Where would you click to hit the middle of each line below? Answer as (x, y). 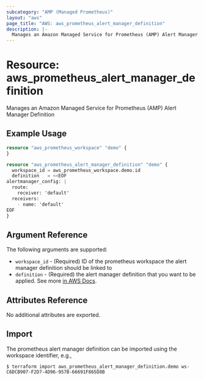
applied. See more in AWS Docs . (56, 281)
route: (20, 187)
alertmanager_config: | (37, 182)
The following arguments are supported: (57, 250)
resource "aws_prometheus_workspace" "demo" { (67, 147)
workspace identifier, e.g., (39, 355)
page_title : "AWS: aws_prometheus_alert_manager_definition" (86, 23)
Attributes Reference (47, 300)
